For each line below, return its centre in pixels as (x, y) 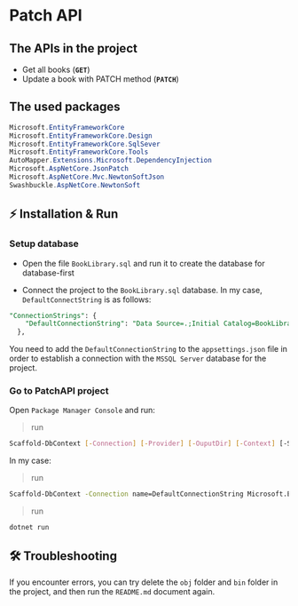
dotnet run (29, 528)
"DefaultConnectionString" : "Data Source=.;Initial (122, 324)
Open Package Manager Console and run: (82, 411)
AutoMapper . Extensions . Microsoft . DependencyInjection (111, 161)
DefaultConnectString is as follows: (86, 299)
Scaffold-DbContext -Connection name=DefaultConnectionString (126, 494)
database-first (48, 273)
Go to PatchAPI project (59, 391)
